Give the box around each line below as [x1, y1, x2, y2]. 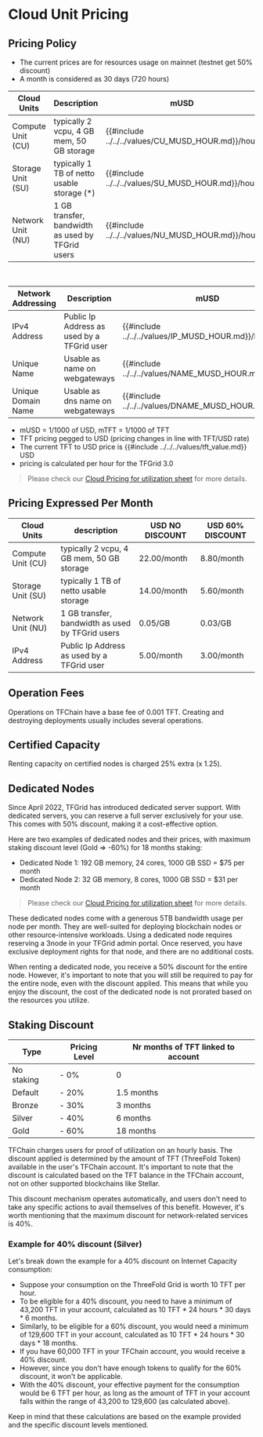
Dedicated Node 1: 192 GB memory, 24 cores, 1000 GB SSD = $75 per [19, 858, 245, 868]
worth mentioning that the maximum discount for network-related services [8, 1211, 248, 1220]
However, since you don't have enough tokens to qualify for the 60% [19, 1363, 242, 1373]
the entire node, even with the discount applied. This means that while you [8, 979, 248, 988]
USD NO [150, 520, 182, 531]
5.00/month [139, 650, 183, 661]
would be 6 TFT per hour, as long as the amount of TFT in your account [19, 1388, 250, 1398]
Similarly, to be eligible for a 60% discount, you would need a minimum [19, 1322, 249, 1331]
